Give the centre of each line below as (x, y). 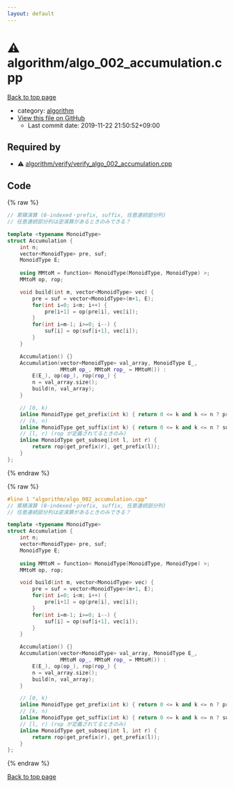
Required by (34, 147)
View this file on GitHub (51, 118)
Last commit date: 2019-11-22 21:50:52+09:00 (94, 125)
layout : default (31, 14)
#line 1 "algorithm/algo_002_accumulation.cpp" (78, 499)
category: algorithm (46, 110)
